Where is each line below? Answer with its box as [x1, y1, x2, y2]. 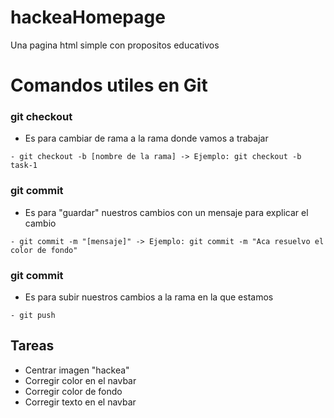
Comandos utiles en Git [10, 74, 208, 97]
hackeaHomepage [10, 6, 166, 29]
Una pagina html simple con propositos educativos [10, 39, 220, 51]
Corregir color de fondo [24, 385, 123, 397]
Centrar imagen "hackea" [24, 364, 130, 376]
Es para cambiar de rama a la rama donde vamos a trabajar [24, 132, 269, 145]
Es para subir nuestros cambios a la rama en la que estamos [24, 291, 274, 303]
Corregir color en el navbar [24, 374, 137, 386]
